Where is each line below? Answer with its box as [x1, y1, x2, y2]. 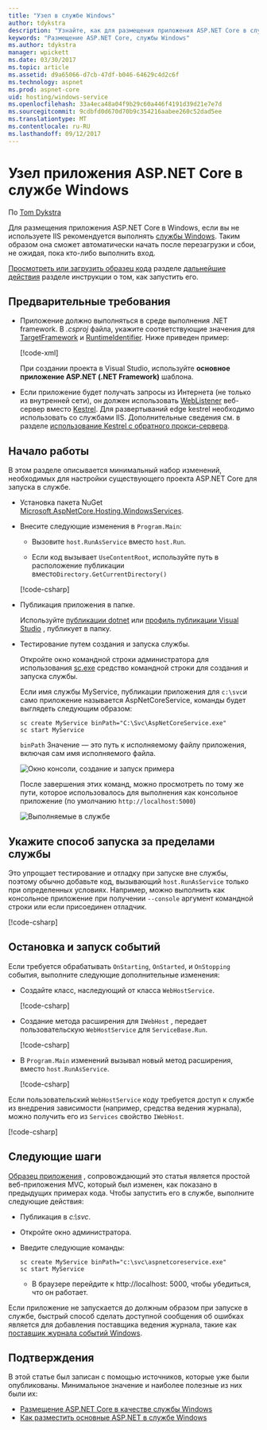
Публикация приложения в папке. [19, 600, 135, 610]
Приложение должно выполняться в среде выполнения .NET [19, 316, 228, 326]
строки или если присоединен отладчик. [8, 902, 147, 911]
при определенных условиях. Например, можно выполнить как [8, 886, 225, 894]
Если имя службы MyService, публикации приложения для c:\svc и [19, 687, 248, 696]
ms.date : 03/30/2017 [8, 56, 77, 64]
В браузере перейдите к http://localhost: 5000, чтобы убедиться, [31, 1279, 252, 1289]
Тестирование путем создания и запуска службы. [19, 639, 191, 649]
